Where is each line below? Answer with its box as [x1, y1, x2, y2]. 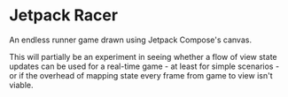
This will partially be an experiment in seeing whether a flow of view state [9, 51, 277, 62]
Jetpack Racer [9, 5, 118, 26]
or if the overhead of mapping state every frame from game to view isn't [9, 70, 273, 80]
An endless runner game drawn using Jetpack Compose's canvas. [9, 34, 253, 45]
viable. [9, 79, 34, 90]
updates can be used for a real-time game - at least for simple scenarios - [9, 61, 280, 71]
